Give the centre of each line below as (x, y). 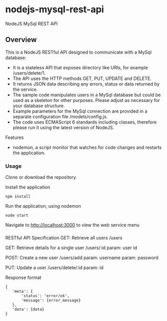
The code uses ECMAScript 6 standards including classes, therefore (85, 122)
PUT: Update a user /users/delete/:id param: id (54, 267)
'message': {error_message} (51, 300)
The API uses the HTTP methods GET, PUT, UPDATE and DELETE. (82, 78)
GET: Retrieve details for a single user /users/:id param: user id (71, 248)
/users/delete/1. (29, 73)
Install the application (28, 187)
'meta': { (22, 291)
